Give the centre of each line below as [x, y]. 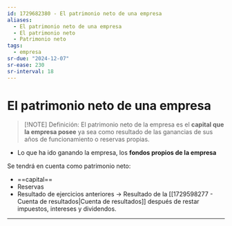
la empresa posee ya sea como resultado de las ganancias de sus [118, 132]
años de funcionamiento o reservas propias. [87, 140]
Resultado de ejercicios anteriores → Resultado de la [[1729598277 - [115, 194]
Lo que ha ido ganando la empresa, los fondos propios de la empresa [117, 153]
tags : [15, 46]
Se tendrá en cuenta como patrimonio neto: [69, 166]
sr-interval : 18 [30, 71]
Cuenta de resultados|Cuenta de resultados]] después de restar [108, 202]
